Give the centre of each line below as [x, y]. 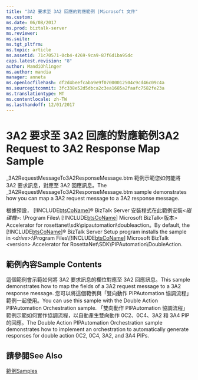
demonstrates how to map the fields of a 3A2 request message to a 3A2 [94, 286]
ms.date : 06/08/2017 [32, 22]
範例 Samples [22, 371]
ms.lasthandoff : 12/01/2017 [41, 105]
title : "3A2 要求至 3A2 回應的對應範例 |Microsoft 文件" [72, 11]
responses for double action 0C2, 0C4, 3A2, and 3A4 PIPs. [77, 336]
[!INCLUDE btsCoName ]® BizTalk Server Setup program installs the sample [96, 232]
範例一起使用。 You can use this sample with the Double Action [82, 300]
